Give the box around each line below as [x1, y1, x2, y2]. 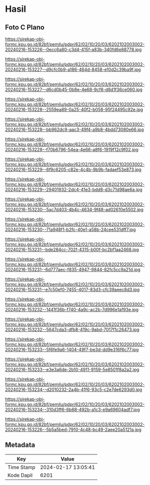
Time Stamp [7, 464, 36, 471]
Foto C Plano [5, 23, 45, 32]
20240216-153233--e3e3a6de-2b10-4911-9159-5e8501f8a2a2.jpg [5, 367, 140, 372]
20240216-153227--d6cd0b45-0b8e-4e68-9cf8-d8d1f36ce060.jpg [5, 87, 143, 92]
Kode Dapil [7, 472, 33, 479]
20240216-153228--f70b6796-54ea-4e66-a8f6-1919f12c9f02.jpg [5, 147, 139, 152]
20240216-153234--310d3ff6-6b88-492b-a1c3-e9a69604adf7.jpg [5, 407, 140, 412]
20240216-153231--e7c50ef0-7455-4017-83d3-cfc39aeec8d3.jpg [5, 287, 140, 292]
